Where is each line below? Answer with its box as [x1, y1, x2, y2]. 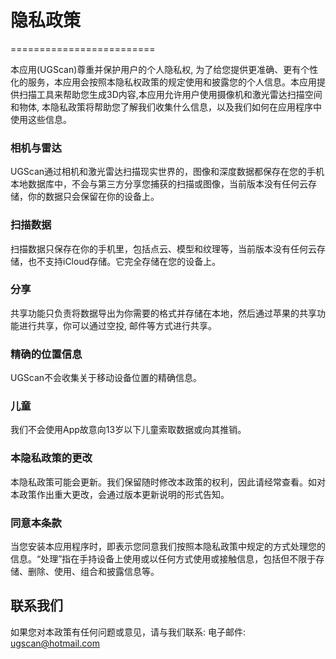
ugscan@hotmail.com [10, 637, 100, 649]
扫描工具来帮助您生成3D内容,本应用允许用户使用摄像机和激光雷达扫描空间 [18, 88, 323, 100]
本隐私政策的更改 [10, 451, 93, 465]
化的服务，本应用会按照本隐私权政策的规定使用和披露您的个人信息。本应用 [10, 76, 317, 88]
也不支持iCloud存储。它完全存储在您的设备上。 [27, 255, 222, 267]
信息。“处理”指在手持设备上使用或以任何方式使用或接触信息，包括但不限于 [10, 553, 317, 565]
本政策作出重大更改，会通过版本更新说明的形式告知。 [10, 488, 230, 500]
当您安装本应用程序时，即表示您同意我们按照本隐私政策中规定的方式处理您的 [10, 541, 326, 553]
